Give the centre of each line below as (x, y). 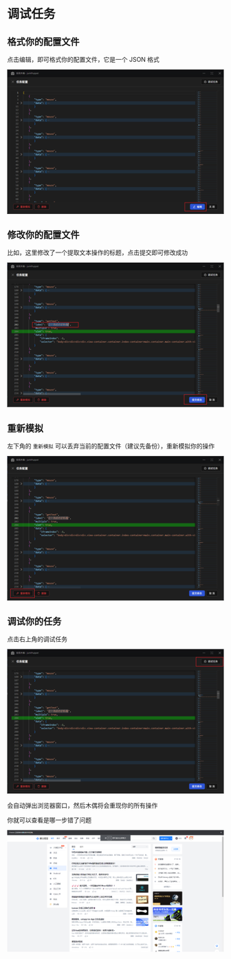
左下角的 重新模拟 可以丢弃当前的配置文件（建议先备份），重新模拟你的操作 (111, 446)
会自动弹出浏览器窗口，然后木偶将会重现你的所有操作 (82, 806)
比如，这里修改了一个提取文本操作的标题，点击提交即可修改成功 (97, 252)
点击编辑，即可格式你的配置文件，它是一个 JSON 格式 (84, 60)
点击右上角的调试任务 (37, 639)
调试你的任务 (34, 622)
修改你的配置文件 (43, 235)
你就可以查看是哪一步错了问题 (49, 820)
